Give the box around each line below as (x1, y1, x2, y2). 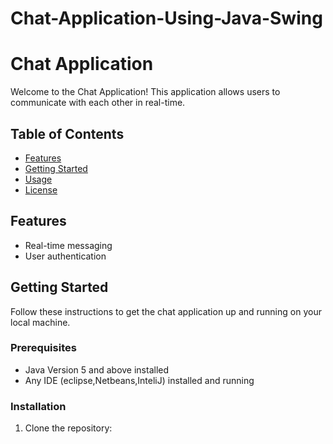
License (24, 183, 58, 196)
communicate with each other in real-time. (10, 97, 186, 109)
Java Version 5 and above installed (24, 363, 170, 376)
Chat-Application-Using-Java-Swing (10, 7, 323, 30)
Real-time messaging (24, 239, 113, 251)
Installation (10, 399, 67, 413)
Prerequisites (10, 341, 77, 355)
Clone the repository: (24, 422, 113, 434)
